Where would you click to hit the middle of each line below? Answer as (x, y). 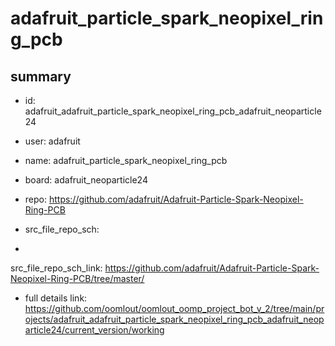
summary (41, 76)
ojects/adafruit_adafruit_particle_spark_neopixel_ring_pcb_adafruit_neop (174, 319)
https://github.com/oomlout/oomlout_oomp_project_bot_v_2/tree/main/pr (174, 308)
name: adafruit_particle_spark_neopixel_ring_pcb (126, 160)
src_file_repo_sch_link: (56, 268)
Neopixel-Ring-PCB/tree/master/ (77, 278)
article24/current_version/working (94, 330)
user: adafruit (52, 141)
